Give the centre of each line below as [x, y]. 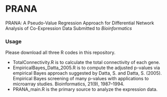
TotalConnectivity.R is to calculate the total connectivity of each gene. [86, 62]
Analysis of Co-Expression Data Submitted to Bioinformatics [69, 28]
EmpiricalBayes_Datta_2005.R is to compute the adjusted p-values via [86, 68]
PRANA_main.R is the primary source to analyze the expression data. [85, 89]
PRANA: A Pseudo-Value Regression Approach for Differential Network [80, 23]
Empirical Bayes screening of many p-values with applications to [81, 79]
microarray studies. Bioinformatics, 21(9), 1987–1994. [68, 84]
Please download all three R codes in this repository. [61, 53]
